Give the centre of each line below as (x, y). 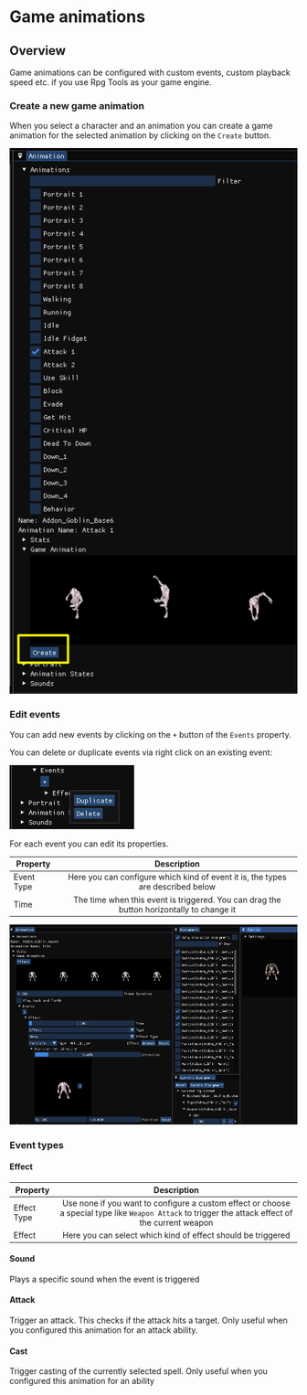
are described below (177, 887)
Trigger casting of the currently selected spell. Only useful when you (138, 1371)
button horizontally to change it (177, 909)
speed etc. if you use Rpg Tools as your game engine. (111, 82)
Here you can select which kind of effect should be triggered (176, 1235)
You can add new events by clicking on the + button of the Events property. (151, 734)
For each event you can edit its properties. (89, 844)
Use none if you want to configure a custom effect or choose (176, 1203)
